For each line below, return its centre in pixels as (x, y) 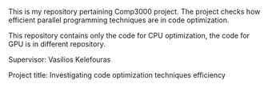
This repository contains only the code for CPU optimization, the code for (129, 36)
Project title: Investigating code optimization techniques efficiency (117, 75)
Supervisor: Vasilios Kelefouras (60, 60)
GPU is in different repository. (57, 44)
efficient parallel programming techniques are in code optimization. (119, 20)
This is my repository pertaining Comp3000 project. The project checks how (134, 12)
